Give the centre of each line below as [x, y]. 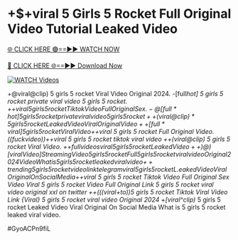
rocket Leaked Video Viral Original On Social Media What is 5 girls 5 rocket [117, 207]
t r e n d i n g [20, 169]
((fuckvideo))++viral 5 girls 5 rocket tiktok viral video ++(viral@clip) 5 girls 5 [119, 139]
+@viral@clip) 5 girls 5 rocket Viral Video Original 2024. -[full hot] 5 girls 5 [115, 93]
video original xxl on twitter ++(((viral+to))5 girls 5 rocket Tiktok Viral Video [118, 192]
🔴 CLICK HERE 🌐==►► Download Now [65, 66]
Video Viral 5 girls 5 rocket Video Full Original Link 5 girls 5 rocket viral [111, 184]
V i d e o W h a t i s [38, 162]
